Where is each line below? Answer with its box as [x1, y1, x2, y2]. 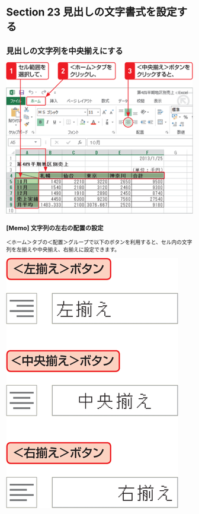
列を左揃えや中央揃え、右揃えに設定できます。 [6, 246, 120, 253]
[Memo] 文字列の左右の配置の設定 [6, 224, 104, 232]
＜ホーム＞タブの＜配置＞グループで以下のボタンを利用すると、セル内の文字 [6, 239, 192, 246]
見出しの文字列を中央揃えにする [6, 46, 123, 56]
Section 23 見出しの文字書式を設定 [6, 5, 177, 19]
